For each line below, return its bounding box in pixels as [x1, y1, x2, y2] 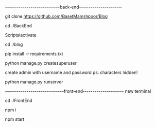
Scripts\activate [5, 32, 36, 38]
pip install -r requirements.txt [5, 51, 63, 56]
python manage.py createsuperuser [5, 60, 77, 66]
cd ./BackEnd [5, 23, 32, 28]
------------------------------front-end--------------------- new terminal [5, 88, 151, 94]
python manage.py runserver [5, 79, 63, 85]
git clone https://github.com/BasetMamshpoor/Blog [5, 14, 108, 19]
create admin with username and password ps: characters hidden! [5, 70, 138, 75]
